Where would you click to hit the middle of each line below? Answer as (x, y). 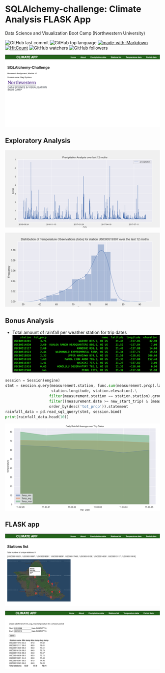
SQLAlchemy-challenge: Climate (73, 9)
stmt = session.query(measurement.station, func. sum (60, 386)
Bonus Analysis (29, 321)
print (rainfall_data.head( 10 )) (37, 417)
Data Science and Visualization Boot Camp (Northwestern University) (75, 33)
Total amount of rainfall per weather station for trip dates (69, 332)
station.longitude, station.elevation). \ (94, 391)
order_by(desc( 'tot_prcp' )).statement (89, 407)
